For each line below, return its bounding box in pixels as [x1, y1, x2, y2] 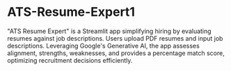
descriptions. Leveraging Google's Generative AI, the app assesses [7, 41, 200, 50]
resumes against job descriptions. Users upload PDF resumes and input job [7, 34, 223, 42]
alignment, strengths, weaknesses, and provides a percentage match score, [7, 49, 225, 57]
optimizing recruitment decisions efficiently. [7, 56, 133, 64]
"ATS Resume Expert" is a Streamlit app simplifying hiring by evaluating [7, 27, 212, 35]
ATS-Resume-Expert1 [7, 4, 136, 20]
